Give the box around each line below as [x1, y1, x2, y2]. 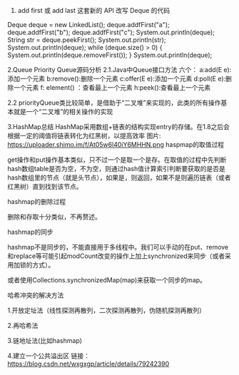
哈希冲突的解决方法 [7, 291, 64, 299]
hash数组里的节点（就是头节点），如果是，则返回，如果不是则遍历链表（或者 [7, 173, 231, 182]
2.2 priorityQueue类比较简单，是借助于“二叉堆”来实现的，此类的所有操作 [7, 98, 221, 107]
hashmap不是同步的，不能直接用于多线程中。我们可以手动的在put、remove [7, 243, 229, 251]
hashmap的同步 [7, 227, 54, 236]
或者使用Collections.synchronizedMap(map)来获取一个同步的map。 [7, 276, 207, 284]
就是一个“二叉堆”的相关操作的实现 [13, 108, 113, 115]
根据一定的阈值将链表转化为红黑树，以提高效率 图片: [7, 131, 161, 140]
